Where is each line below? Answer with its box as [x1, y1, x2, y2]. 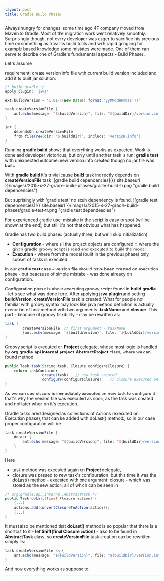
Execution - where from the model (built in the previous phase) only [12, 251, 149, 257]
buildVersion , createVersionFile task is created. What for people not [5, 296, 144, 302]
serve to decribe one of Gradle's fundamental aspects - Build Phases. [5, 51, 145, 57]
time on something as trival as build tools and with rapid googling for [5, 41, 143, 46]
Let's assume [5, 61, 32, 66]
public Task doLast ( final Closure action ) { [5, 496, 97, 501]
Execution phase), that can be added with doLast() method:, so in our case [5, 415, 155, 421]
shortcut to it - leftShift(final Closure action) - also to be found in [5, 528, 137, 534]
